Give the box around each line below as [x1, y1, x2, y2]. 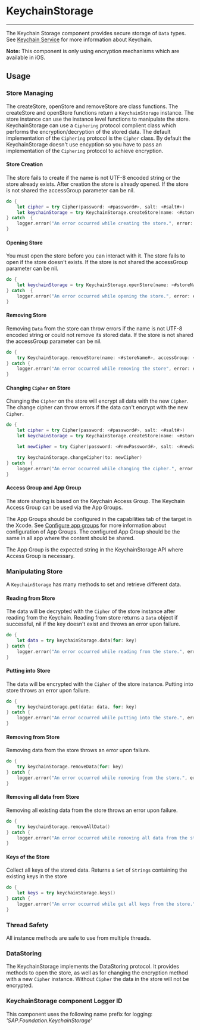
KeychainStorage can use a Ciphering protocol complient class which [6, 121, 177, 129]
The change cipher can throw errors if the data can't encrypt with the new [6, 404, 188, 411]
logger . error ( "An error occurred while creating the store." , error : [17, 220, 193, 226]
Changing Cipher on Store [6, 384, 71, 391]
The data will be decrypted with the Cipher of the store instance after [6, 608, 176, 615]
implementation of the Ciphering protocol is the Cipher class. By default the [6, 134, 191, 142]
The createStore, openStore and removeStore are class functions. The [6, 103, 179, 110]
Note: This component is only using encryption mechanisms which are [6, 47, 180, 54]
